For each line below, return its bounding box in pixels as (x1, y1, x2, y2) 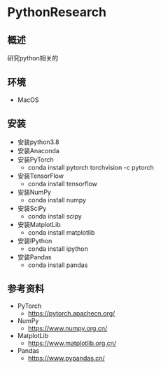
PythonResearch (7, 4, 107, 20)
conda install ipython (27, 244, 89, 253)
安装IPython (17, 236, 52, 245)
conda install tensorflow (27, 179, 98, 188)
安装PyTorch (17, 155, 54, 164)
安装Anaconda (17, 146, 59, 155)
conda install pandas (27, 261, 88, 269)
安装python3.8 (17, 138, 59, 146)
